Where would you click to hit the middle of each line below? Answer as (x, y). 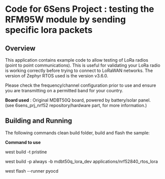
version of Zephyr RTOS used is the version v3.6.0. (57, 76)
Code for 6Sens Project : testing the (80, 9)
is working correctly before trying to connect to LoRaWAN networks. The (79, 71)
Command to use (23, 142)
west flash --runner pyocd (32, 171)
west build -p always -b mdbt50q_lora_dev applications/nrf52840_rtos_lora (82, 161)
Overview (20, 48)
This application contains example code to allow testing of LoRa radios (77, 60)
